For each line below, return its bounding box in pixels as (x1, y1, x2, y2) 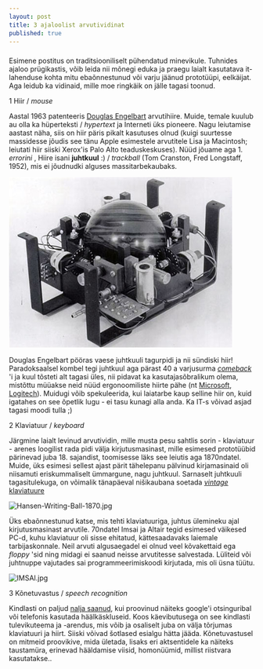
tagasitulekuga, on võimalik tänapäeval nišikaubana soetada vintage (9, 477, 229, 487)
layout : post (9, 13, 52, 20)
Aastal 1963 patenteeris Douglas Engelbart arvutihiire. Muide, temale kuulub (9, 111, 254, 121)
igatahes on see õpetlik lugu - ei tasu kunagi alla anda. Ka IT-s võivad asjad (9, 397, 252, 407)
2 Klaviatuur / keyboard (9, 421, 85, 430)
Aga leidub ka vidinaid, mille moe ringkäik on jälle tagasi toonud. (9, 81, 216, 90)
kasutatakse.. (9, 654, 52, 664)
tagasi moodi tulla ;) (9, 405, 73, 415)
